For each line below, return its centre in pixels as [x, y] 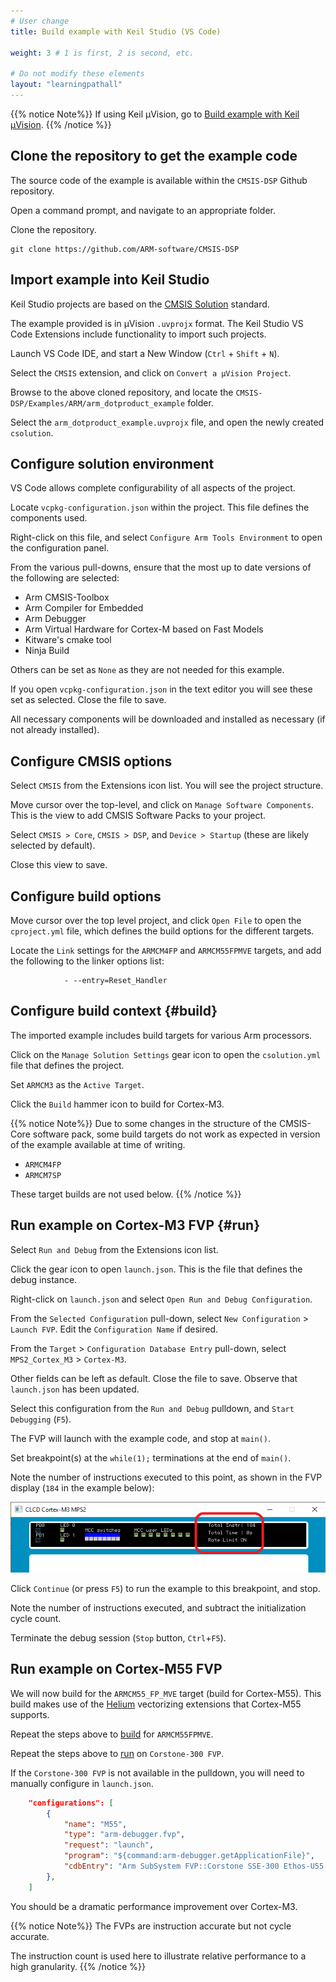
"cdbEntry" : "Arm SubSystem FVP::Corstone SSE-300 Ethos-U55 [194, 1866]
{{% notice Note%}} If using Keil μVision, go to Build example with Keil [155, 114]
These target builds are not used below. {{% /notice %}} [126, 1194]
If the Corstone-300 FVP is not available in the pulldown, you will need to [157, 1772]
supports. [30, 1714]
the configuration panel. [60, 548]
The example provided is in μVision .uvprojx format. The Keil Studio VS [157, 323]
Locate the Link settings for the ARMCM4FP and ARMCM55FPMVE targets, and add [166, 950]
